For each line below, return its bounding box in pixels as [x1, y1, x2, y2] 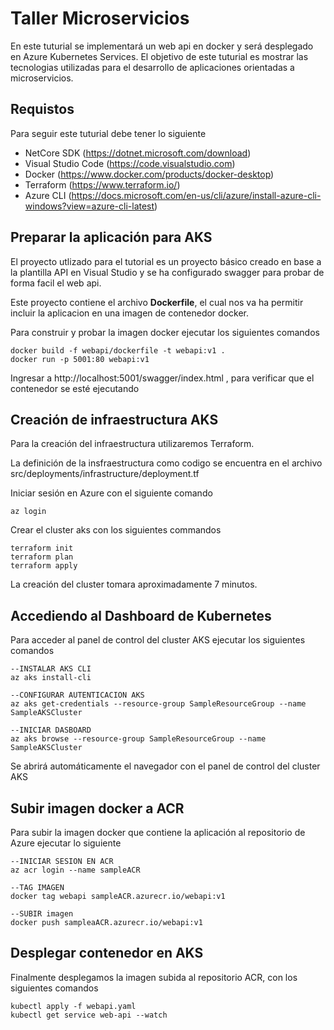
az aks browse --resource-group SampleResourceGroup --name [10, 734, 267, 744]
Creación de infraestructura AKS [10, 411, 219, 428]
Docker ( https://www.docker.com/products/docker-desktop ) [24, 168, 275, 180]
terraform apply [10, 561, 78, 571]
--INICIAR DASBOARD [10, 725, 92, 736]
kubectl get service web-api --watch [10, 1010, 168, 1020]
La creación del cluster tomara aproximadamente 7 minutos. [10, 578, 258, 591]
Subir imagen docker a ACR [10, 800, 185, 817]
